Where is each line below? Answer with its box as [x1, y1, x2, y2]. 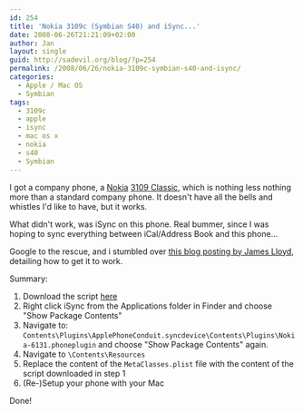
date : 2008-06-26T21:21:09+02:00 [9, 30, 136, 39]
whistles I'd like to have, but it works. [9, 201, 148, 211]
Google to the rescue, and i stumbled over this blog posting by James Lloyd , [9, 246, 295, 257]
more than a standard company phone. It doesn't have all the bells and [9, 192, 274, 202]
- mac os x [17, 132, 59, 141]
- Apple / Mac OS [17, 81, 83, 90]
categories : [9, 73, 54, 82]
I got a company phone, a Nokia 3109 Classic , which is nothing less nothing [9, 182, 292, 192]
